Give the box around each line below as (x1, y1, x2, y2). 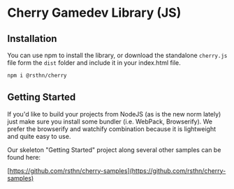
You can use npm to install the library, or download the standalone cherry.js (7, 51, 228, 59)
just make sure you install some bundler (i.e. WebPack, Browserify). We (7, 117, 213, 126)
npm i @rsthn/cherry (7, 72, 68, 79)
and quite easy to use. (7, 132, 71, 140)
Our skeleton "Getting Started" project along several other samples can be (7, 145, 221, 154)
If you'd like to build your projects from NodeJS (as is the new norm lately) (7, 109, 221, 118)
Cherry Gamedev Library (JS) (7, 5, 182, 21)
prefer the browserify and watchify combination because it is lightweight (7, 124, 217, 133)
